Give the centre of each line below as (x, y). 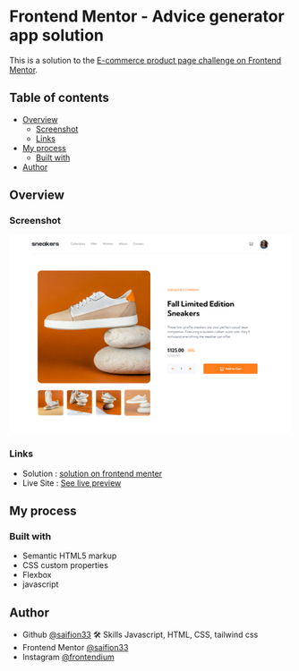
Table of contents (59, 98)
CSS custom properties (65, 565)
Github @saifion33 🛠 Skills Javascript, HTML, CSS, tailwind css (140, 635)
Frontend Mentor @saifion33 (75, 648)
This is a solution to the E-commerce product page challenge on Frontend (145, 60)
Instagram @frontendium (68, 657)
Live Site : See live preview (72, 483)
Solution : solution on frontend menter (92, 473)
